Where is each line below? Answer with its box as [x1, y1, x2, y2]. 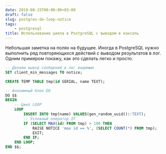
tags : [5, 21, 17, 27]
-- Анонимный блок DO [5, 88, 51, 93]
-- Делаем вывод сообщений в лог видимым [5, 65, 94, 70]
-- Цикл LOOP [14, 102, 42, 108]
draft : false [5, 12, 33, 17]
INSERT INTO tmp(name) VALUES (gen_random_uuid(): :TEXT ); [23, 112, 146, 117]
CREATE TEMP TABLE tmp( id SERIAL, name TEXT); [5, 79, 105, 84]
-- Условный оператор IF [23, 116, 76, 121]
